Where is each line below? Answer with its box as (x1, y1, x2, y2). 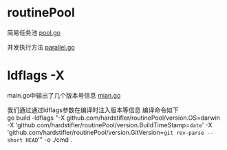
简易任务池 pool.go (7, 28, 61, 36)
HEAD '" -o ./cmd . (25, 136, 72, 144)
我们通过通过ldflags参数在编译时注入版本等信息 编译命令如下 (7, 105, 179, 114)
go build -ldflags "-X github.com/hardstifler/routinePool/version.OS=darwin (7, 114, 220, 122)
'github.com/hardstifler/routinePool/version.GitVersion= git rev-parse (7, 128, 204, 136)
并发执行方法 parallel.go (7, 43, 75, 51)
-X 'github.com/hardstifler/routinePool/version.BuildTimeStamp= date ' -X (7, 120, 213, 129)
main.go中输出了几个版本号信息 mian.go (7, 91, 121, 99)
